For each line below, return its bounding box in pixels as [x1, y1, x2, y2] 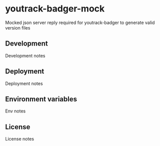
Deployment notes [5, 80, 43, 86]
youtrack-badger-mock [5, 3, 105, 14]
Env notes [5, 108, 26, 114]
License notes [5, 136, 34, 142]
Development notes [5, 52, 45, 58]
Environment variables [5, 94, 77, 103]
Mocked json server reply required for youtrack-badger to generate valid [5, 19, 155, 25]
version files [5, 24, 30, 30]
